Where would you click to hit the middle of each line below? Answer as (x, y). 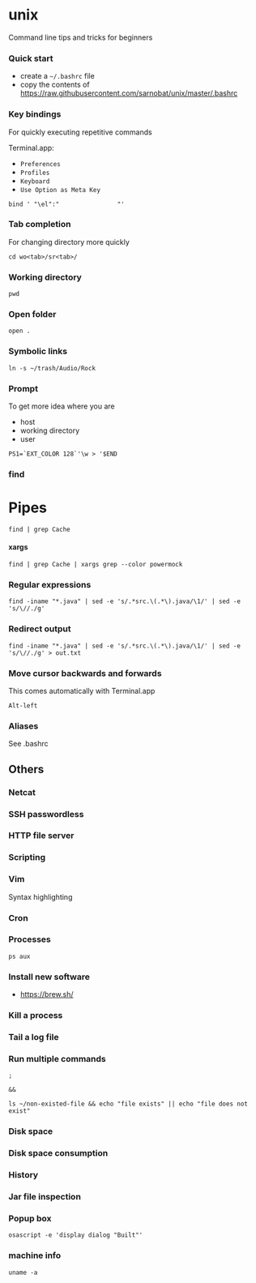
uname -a (23, 1272)
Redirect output (40, 629)
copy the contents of (55, 85)
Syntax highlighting (41, 896)
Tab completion (40, 225)
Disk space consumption (58, 1153)
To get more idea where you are (62, 406)
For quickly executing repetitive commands (80, 132)
